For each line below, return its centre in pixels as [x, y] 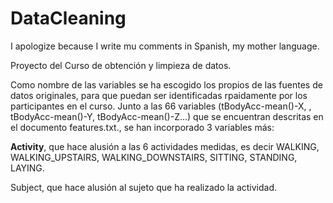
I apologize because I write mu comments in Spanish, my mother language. [165, 46]
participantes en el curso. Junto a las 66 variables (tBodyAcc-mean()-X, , [161, 106]
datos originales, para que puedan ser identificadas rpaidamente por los [159, 95]
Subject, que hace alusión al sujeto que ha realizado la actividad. [144, 187]
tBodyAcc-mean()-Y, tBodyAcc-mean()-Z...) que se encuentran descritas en [167, 116]
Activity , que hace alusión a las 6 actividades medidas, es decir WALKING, [165, 146]
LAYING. [27, 168]
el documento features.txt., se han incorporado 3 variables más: [142, 127]
